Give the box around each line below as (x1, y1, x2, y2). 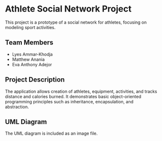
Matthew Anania (12, 56, 45, 62)
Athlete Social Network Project (5, 3, 132, 14)
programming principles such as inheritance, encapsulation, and (5, 99, 134, 104)
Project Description (5, 76, 65, 84)
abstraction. (5, 104, 29, 110)
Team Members (5, 39, 53, 47)
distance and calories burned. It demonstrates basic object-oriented (5, 93, 142, 99)
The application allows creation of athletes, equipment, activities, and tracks (5, 88, 158, 94)
